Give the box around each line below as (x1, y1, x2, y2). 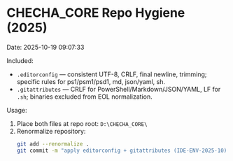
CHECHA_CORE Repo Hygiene (6, 5, 185, 21)
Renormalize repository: (16, 127, 86, 135)
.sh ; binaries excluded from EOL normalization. (16, 92, 153, 101)
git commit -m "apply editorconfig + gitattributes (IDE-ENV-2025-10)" (16, 147, 230, 154)
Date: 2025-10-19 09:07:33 (6, 43, 85, 51)
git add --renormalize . (16, 140, 90, 148)
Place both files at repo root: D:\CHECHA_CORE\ (16, 119, 148, 127)
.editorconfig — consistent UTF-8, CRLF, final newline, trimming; (16, 70, 207, 78)
